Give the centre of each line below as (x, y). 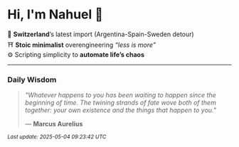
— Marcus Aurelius (54, 124)
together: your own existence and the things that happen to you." (121, 110)
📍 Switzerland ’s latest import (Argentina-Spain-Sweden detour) (101, 34)
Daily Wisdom (32, 80)
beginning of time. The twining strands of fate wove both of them (121, 103)
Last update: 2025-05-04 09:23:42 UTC (57, 137)
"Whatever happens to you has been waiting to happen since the (120, 95)
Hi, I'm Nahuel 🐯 (55, 15)
